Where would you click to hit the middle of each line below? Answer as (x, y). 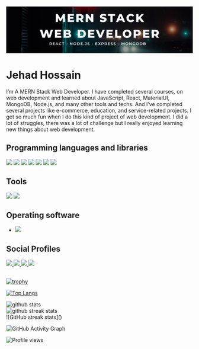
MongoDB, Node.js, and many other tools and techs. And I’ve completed (94, 104)
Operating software (43, 215)
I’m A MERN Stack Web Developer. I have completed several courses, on (95, 91)
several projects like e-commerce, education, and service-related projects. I (99, 110)
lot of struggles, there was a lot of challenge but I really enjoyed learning (94, 123)
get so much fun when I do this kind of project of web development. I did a (97, 117)
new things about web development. (51, 129)
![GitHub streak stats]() (34, 317)
